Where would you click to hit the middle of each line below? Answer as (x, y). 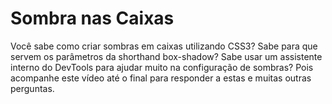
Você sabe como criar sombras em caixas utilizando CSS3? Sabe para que (164, 46)
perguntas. (32, 88)
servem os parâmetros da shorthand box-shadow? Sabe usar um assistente (166, 56)
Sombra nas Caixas (92, 18)
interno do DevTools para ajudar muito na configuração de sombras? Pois (162, 67)
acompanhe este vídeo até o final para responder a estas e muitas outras (161, 78)
